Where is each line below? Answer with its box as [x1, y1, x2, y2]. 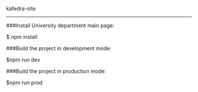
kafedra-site [6, 5, 37, 12]
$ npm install [6, 34, 38, 40]
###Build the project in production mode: [6, 68, 106, 74]
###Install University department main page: [6, 22, 115, 29]
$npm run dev [6, 56, 41, 63]
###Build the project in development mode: [6, 45, 112, 52]
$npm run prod [6, 79, 43, 86]
